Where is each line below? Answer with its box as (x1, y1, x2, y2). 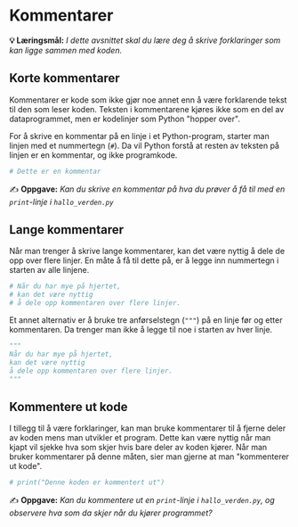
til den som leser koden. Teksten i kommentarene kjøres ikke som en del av (9, 103, 285, 114)
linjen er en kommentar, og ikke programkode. (9, 149, 178, 161)
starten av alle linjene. (9, 265, 90, 276)
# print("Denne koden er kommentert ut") (9, 478, 165, 487)
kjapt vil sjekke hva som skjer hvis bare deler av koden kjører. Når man (9, 442, 268, 453)
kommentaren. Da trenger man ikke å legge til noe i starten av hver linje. (9, 325, 273, 335)
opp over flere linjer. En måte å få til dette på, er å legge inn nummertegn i (9, 255, 279, 266)
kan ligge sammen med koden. (9, 45, 123, 55)
